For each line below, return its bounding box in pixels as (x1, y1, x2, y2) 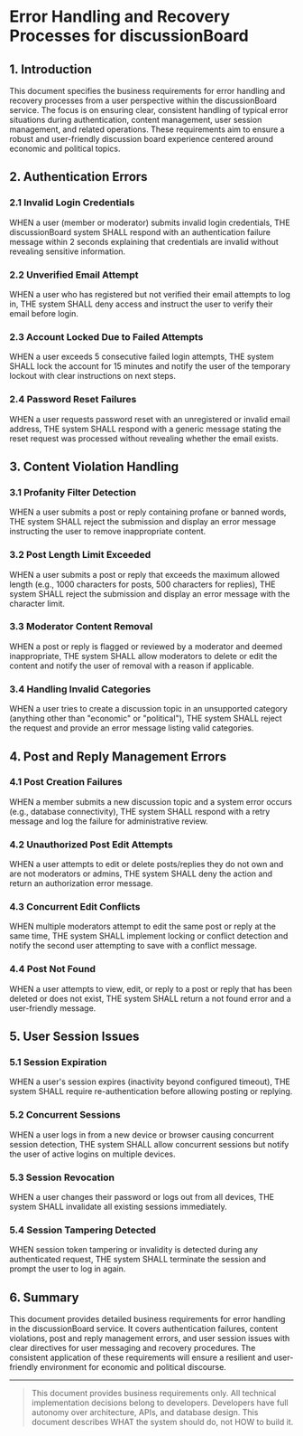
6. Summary (9, 1290, 79, 1305)
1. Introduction (9, 61, 92, 77)
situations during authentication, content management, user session (9, 115, 262, 125)
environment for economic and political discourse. (40, 1362, 227, 1373)
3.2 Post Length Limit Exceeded (9, 549, 151, 562)
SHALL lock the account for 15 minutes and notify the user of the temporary (9, 361, 291, 372)
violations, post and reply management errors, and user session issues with (9, 1333, 290, 1344)
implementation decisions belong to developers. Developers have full (31, 1397, 289, 1408)
